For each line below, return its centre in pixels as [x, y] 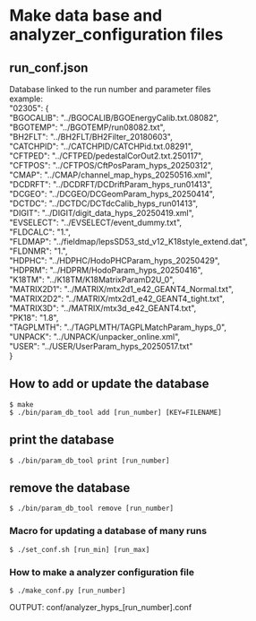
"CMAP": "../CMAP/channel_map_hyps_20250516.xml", [111, 175]
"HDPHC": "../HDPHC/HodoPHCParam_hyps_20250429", [115, 260]
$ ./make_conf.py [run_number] [68, 591]
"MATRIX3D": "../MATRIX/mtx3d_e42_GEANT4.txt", [103, 308]
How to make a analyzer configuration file [102, 572]
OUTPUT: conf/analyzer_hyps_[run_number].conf [101, 608]
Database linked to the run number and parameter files [110, 89]
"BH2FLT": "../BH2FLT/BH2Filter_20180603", [91, 137]
